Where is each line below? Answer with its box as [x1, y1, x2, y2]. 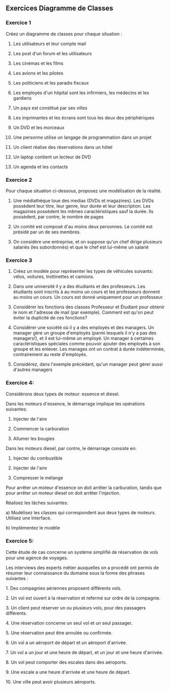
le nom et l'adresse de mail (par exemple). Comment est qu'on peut [13, 309, 154, 315]
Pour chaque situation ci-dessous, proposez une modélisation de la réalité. [6, 187, 162, 194]
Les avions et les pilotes [13, 70, 64, 76]
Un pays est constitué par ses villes [13, 105, 88, 111]
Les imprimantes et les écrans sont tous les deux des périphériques [13, 114, 155, 120]
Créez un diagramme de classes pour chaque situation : [6, 30, 122, 37]
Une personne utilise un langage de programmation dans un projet [13, 134, 152, 140]
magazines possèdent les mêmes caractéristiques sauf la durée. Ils [13, 208, 154, 214]
